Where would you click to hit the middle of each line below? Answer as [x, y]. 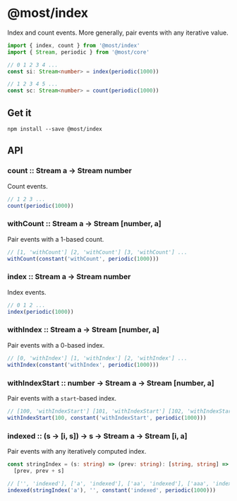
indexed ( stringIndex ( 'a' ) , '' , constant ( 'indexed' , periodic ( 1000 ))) [112, 490]
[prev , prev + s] [39, 471]
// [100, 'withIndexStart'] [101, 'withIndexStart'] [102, [96, 411]
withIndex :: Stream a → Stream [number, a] [84, 330]
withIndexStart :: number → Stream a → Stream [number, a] [111, 383]
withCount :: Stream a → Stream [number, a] [84, 224]
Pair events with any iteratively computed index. [77, 451]
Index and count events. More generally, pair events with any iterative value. [118, 33]
